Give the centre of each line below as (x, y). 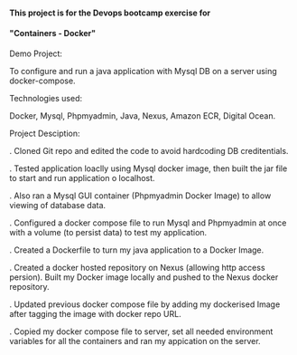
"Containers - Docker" (53, 34)
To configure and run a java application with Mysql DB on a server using (143, 71)
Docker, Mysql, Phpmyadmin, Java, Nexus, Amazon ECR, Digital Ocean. (143, 115)
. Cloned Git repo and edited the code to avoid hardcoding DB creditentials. (149, 150)
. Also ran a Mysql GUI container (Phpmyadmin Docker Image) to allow (140, 196)
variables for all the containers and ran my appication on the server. (135, 341)
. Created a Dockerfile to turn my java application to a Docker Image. (137, 250)
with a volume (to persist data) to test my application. (108, 232)
